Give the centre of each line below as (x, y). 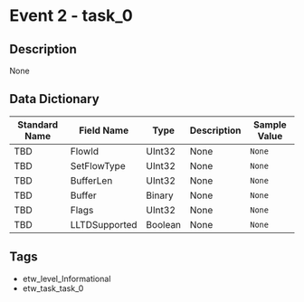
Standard (38, 125)
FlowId (85, 151)
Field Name (104, 130)
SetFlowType (98, 165)
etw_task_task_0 (53, 288)
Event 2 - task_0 (71, 16)
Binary (160, 195)
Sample (270, 125)
